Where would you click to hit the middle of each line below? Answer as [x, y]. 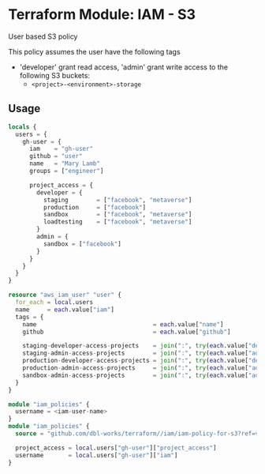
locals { [22, 127]
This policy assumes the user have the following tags [94, 51]
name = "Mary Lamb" [65, 164]
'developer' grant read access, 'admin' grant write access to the [124, 67]
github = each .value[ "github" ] [127, 332]
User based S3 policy [43, 36]
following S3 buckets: [55, 75]
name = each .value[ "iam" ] [65, 310]
